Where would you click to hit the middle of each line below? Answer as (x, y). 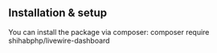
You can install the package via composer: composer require (109, 32)
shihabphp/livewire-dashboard (59, 40)
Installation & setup (57, 13)
